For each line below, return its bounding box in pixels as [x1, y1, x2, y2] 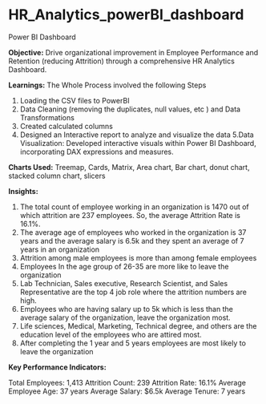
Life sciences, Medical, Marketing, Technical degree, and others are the [19, 321, 257, 330]
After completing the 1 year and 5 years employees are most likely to [19, 338, 247, 348]
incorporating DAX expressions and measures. [19, 147, 174, 156]
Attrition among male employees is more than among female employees [19, 252, 257, 262]
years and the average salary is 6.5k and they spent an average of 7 [19, 236, 244, 245]
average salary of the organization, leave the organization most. [19, 313, 231, 322]
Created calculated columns [19, 121, 114, 131]
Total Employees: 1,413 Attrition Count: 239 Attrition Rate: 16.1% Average [8, 378, 247, 387]
